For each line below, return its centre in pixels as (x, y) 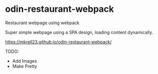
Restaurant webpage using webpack (42, 23)
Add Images (24, 61)
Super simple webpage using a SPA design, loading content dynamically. (79, 32)
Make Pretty (25, 66)
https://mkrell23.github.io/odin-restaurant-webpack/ (59, 42)
